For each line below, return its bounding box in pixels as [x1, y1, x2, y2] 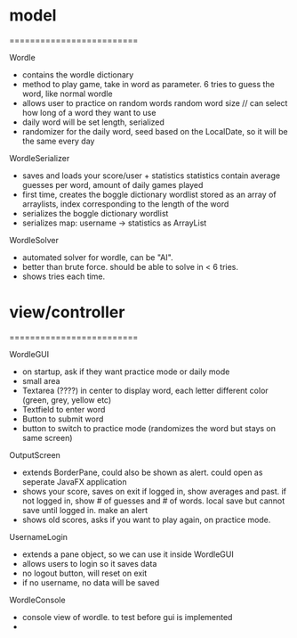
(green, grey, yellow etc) [21, 394, 112, 405]
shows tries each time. [21, 271, 106, 282]
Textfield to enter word [21, 404, 106, 414]
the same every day [21, 135, 95, 146]
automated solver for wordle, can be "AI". [21, 251, 173, 263]
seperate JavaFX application [21, 476, 127, 487]
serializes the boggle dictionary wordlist [21, 208, 169, 218]
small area [21, 375, 60, 386]
